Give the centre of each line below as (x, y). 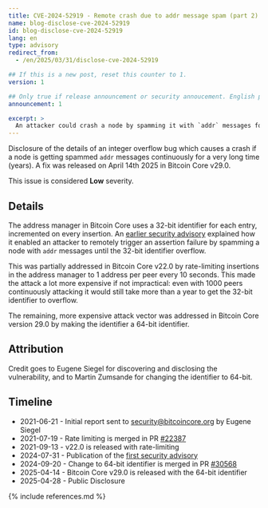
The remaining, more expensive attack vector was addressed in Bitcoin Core (134, 316)
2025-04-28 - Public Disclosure (72, 481)
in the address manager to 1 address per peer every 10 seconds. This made (132, 274)
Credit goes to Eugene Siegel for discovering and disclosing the (113, 368)
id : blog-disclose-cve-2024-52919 (66, 30)
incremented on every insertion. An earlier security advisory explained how (132, 233)
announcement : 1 (35, 104)
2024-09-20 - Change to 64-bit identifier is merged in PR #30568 (128, 463)
